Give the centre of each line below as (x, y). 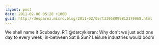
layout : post (18, 9)
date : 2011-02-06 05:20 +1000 (36, 14)
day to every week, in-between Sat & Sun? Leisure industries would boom (80, 37)
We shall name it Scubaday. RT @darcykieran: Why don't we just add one (79, 32)
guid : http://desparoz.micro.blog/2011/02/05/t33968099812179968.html (79, 18)
